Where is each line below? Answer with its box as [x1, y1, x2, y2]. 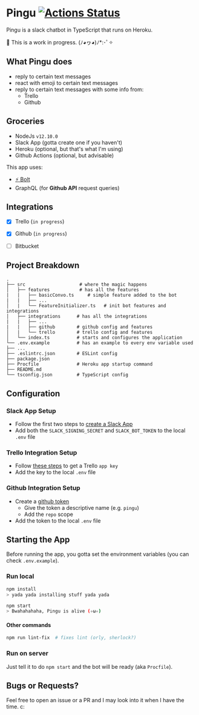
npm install [6, 586, 36, 592]
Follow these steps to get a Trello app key [15, 462, 119, 470]
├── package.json [6, 356, 50, 362]
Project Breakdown [6, 260, 80, 270]
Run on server [6, 649, 48, 658]
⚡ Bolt [15, 175, 30, 183]
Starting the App [6, 535, 70, 545]
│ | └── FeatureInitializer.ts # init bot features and [6, 303, 166, 309]
